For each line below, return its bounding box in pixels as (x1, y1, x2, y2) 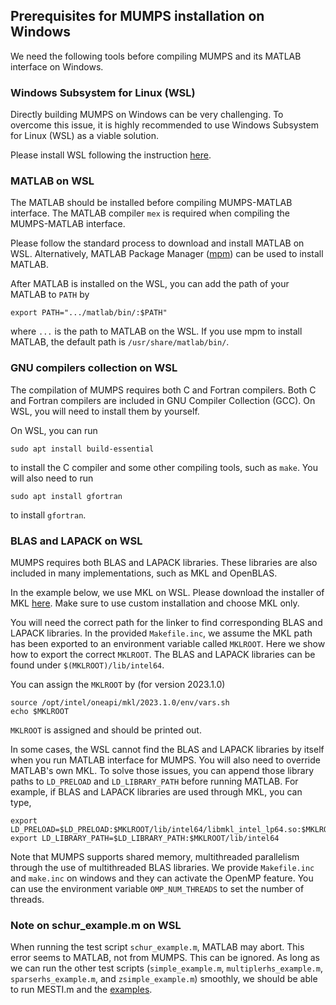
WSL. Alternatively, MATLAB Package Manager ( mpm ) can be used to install (10, 248, 324, 260)
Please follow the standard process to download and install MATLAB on (10, 237, 305, 249)
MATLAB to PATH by (10, 289, 90, 301)
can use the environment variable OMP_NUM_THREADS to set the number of (10, 883, 305, 894)
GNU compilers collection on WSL (10, 361, 178, 375)
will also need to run (10, 472, 94, 484)
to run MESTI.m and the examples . (10, 984, 153, 996)
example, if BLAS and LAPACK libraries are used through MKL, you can (10, 786, 303, 798)
